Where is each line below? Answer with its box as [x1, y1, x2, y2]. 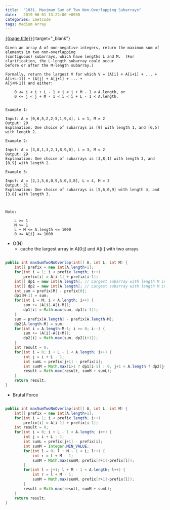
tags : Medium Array [5, 21, 47, 27]
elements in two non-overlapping [5, 50, 76, 55]
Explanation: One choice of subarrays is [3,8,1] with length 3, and [5, 156, 155, 161]
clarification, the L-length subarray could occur [5, 59, 114, 64]
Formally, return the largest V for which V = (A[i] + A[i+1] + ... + [5, 72, 157, 77]
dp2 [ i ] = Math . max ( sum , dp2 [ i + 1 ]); [23, 336, 99, 341]
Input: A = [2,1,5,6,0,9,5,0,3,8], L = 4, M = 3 [5, 178, 110, 184]
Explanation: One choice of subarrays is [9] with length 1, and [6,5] [5, 125, 159, 130]
